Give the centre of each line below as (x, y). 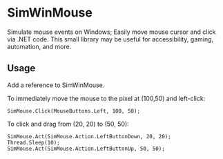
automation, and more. (39, 46)
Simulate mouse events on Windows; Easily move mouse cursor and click (111, 32)
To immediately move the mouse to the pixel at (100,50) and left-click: (106, 98)
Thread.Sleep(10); (33, 142)
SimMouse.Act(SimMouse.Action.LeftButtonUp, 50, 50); (86, 149)
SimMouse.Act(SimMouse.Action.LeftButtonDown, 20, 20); (89, 136)
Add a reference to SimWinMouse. (56, 85)
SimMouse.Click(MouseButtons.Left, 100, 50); (74, 111)
